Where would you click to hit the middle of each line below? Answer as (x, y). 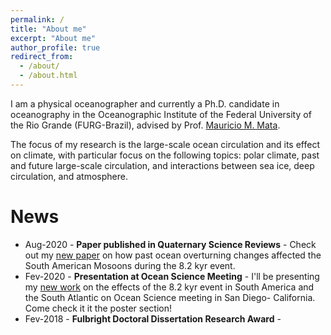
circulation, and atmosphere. (69, 176)
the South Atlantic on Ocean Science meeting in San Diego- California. (170, 297)
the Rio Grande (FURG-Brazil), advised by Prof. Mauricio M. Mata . (145, 125)
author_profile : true (55, 47)
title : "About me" (48, 29)
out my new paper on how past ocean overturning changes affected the (173, 255)
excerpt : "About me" (53, 38)
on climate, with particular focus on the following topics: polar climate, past (165, 155)
